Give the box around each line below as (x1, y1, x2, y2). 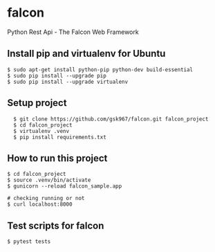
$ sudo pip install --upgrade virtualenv (7, 78, 129, 85)
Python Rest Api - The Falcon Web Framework (7, 28, 140, 36)
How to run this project (7, 152, 108, 164)
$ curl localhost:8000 (7, 201, 73, 208)
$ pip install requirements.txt (13, 134, 107, 141)
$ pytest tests (7, 238, 51, 245)
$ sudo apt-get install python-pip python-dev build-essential (7, 66, 194, 73)
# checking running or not (7, 195, 85, 202)
